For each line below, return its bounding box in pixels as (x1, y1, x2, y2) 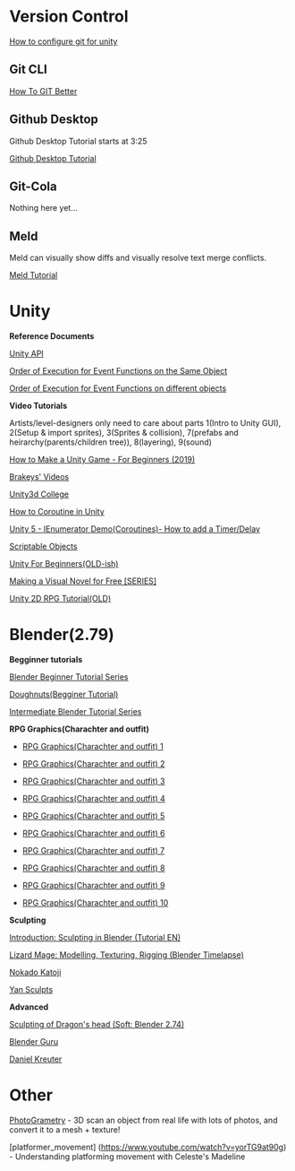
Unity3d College (9, 489, 70, 499)
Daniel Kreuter (9, 1054, 63, 1064)
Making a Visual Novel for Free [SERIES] (9, 576, 157, 586)
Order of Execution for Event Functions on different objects (9, 383, 227, 394)
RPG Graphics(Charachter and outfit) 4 (21, 794, 165, 804)
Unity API (9, 348, 45, 360)
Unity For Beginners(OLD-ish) (9, 559, 119, 569)
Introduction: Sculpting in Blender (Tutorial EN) (9, 932, 181, 943)
